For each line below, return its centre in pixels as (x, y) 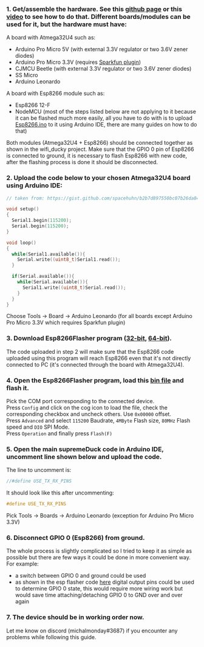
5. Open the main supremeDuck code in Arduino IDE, (85, 449)
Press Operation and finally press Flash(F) (59, 434)
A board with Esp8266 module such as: (56, 94)
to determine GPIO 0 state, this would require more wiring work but (99, 589)
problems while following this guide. (51, 637)
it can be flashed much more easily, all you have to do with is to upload (104, 118)
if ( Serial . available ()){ (43, 276)
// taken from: (25, 198)
